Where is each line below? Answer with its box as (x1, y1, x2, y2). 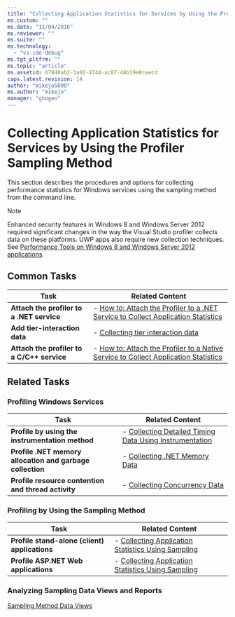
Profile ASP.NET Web (10, 555, 83, 565)
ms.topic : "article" (7, 62, 68, 69)
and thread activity (10, 484, 76, 494)
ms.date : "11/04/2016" (7, 23, 73, 30)
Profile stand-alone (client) (10, 536, 105, 545)
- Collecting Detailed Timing (122, 427, 215, 437)
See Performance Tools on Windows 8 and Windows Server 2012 (7, 243, 196, 251)
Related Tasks (7, 376, 70, 388)
